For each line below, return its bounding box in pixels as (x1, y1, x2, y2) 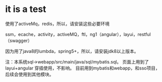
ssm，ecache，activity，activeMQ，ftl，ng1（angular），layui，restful (5, 31, 151, 37)
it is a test (5, 3, 46, 15)
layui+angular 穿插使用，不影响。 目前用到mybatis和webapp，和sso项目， (5, 65, 160, 71)
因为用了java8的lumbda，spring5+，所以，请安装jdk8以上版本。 (5, 48, 139, 54)
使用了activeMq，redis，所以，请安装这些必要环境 (5, 20, 110, 26)
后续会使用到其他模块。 (5, 71, 54, 77)
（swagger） (5, 37, 33, 43)
